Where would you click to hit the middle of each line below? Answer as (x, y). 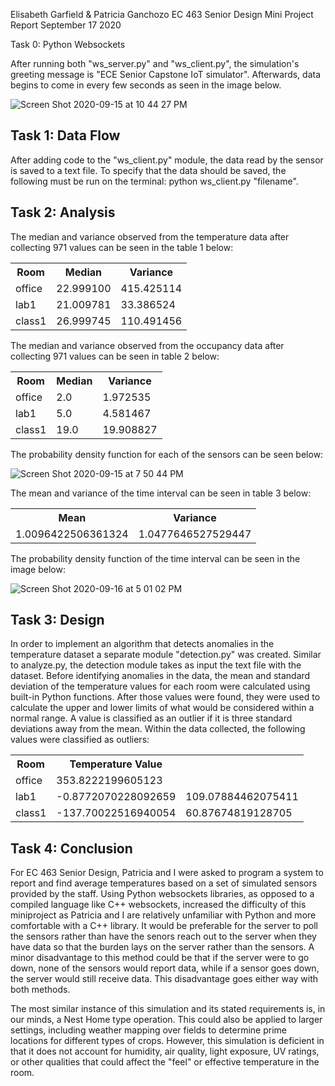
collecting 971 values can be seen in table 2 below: (115, 356)
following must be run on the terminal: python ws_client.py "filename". (154, 181)
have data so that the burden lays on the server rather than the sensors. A (162, 947)
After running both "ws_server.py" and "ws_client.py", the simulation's (155, 63)
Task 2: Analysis (63, 212)
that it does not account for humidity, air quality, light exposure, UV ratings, (165, 1051)
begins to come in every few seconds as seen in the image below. (146, 85)
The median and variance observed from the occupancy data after (147, 345)
